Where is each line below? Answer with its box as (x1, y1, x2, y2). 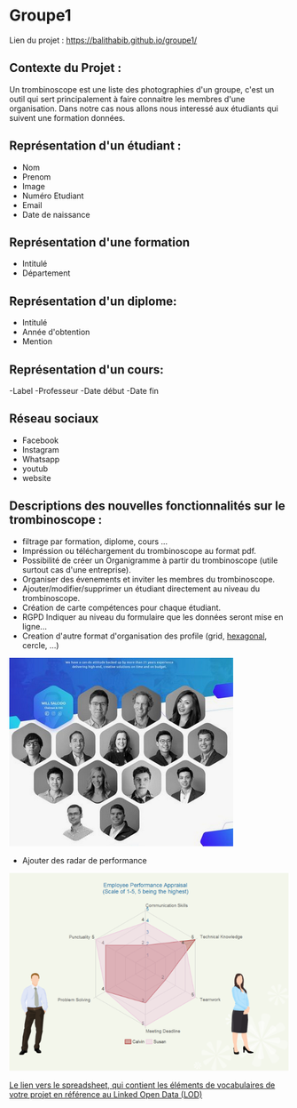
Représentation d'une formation (9, 235, 191, 250)
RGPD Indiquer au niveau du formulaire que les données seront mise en (21, 611, 284, 622)
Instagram (21, 444, 59, 454)
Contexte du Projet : (9, 60, 122, 76)
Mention (21, 336, 53, 347)
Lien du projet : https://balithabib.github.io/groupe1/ (9, 35, 198, 45)
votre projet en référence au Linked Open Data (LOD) (9, 1088, 203, 1099)
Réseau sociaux (9, 411, 99, 427)
